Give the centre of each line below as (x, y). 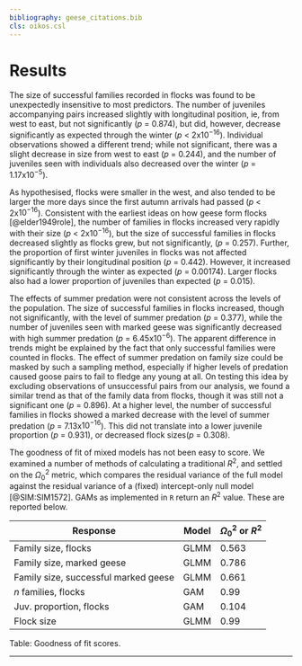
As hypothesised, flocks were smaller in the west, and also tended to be (142, 192)
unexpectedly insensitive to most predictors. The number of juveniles (138, 105)
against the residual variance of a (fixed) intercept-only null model (132, 486)
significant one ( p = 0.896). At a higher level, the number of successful (140, 404)
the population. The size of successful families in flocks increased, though (147, 308)
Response (94, 531)
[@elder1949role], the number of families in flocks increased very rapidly (145, 222)
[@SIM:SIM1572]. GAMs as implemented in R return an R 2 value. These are (147, 497)
